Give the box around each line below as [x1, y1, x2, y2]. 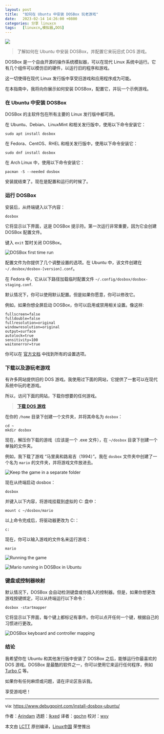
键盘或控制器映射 [5, 577, 45, 584]
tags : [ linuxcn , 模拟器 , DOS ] [5, 25, 64, 30]
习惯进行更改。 [5, 620, 35, 626]
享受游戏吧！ [5, 688, 31, 694]
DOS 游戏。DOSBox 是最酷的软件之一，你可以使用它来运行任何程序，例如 [5, 662, 153, 667]
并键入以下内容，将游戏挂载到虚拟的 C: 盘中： [5, 499, 98, 505]
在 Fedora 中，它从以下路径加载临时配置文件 [5, 276, 94, 282]
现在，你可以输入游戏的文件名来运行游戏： [5, 536, 91, 542]
